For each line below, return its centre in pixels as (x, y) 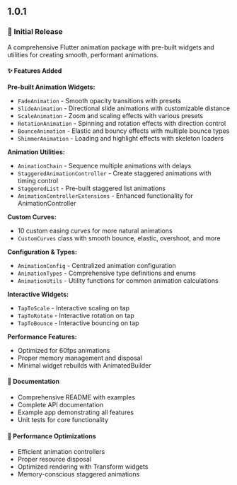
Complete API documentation (60, 405)
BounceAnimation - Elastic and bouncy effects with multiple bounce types (123, 131)
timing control (38, 180)
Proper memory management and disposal (80, 358)
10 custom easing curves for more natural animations (95, 230)
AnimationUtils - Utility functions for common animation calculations (118, 280)
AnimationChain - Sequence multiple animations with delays (104, 165)
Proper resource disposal (54, 460)
